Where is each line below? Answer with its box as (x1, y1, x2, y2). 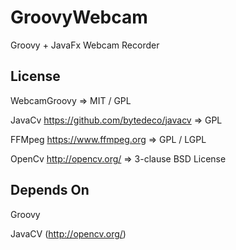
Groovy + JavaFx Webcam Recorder (10, 39, 160, 51)
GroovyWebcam (10, 6, 148, 29)
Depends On (10, 182, 90, 199)
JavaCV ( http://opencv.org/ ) (10, 227, 127, 240)
